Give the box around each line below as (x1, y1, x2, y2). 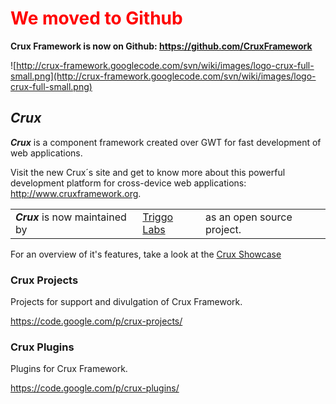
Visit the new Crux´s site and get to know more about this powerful (10, 166, 286, 178)
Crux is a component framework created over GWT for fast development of (10, 136, 322, 148)
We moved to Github (10, 7, 183, 30)
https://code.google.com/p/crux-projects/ (10, 315, 183, 327)
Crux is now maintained (15, 210, 127, 224)
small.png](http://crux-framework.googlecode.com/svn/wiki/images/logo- (10, 70, 317, 82)
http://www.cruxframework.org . (10, 187, 142, 199)
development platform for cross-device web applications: (10, 177, 247, 189)
